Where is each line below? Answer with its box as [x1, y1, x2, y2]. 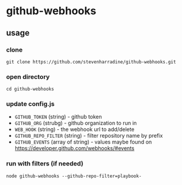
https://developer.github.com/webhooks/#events [14, 145, 135, 152]
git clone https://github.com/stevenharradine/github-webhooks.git [6, 59, 177, 65]
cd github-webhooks [6, 86, 55, 92]
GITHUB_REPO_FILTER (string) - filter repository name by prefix [14, 132, 163, 139]
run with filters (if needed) [6, 160, 84, 168]
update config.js [6, 100, 55, 108]
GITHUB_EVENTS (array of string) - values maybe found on [14, 138, 152, 146]
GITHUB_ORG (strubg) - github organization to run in [14, 120, 138, 127]
